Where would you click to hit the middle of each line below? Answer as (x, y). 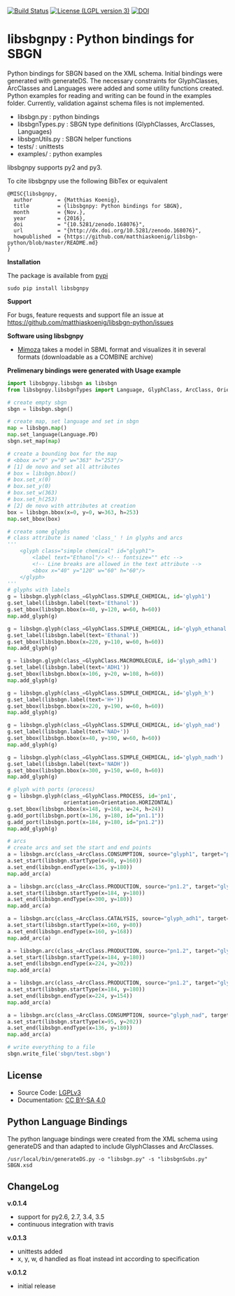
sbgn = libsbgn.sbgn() (40, 409)
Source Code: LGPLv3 (49, 1092)
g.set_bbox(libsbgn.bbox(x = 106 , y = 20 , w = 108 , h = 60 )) (86, 674)
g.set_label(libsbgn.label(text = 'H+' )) (65, 699)
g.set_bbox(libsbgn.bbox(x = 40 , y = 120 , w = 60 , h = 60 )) (84, 610)
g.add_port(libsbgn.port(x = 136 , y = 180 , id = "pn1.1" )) (86, 816)
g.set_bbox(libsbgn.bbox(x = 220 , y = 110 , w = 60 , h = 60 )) (86, 642)
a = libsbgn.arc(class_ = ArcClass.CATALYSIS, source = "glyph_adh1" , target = (119, 919)
